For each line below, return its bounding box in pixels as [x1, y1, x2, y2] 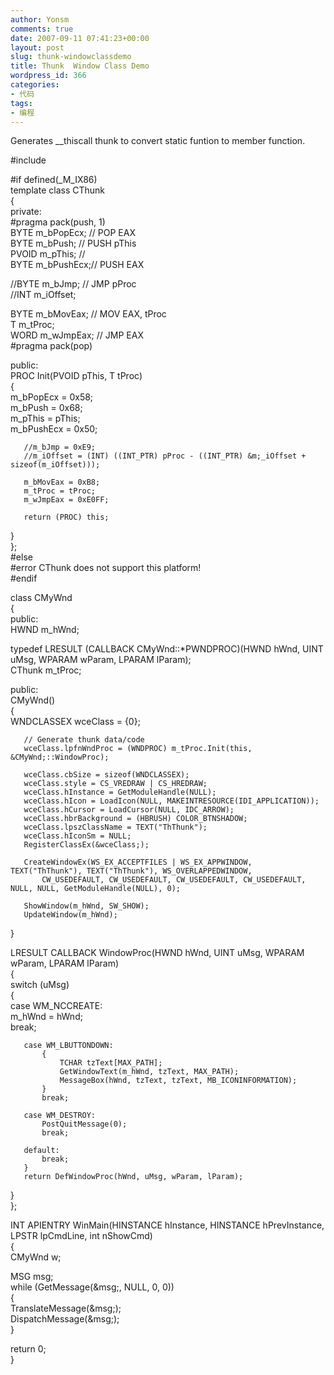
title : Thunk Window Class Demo [10, 61, 150, 71]
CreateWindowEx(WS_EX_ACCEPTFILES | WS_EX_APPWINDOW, [23, 857, 253, 868]
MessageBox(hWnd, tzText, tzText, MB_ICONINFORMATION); [59, 1076, 298, 1086]
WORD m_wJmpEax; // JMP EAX [10, 329, 144, 341]
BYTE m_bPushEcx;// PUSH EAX [10, 259, 145, 271]
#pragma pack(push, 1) [10, 216, 106, 228]
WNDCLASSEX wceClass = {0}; [10, 716, 141, 728]
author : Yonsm [10, 14, 70, 25]
